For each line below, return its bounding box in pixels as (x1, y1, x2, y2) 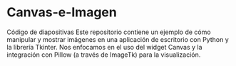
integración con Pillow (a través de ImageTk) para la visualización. (6, 50, 201, 59)
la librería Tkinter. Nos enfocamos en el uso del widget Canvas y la (6, 43, 202, 51)
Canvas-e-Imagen (6, 4, 117, 21)
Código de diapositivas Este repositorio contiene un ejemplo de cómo (6, 28, 211, 36)
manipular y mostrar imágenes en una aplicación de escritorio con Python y (6, 35, 229, 43)
